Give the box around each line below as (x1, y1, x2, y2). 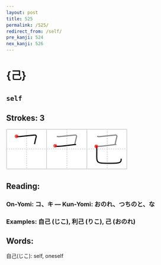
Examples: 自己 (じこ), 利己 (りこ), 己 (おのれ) (6, 217, 136, 225)
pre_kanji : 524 (6, 34, 44, 41)
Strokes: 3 (6, 113, 45, 123)
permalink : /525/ (6, 22, 49, 28)
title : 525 (6, 15, 33, 22)
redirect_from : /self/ (6, 28, 62, 34)
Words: (6, 236, 34, 246)
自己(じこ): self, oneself (6, 253, 64, 260)
